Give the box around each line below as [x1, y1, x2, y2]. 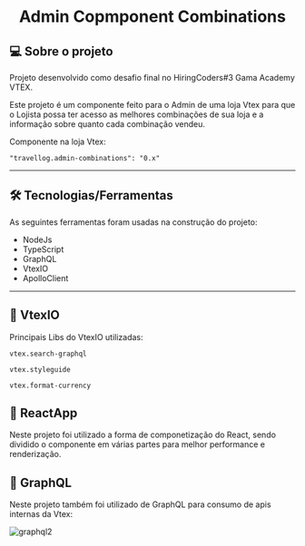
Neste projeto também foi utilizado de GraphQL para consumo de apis [9, 499, 271, 510]
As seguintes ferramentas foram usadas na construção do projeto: [9, 216, 258, 228]
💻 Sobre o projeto [9, 44, 113, 59]
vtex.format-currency [9, 381, 92, 390]
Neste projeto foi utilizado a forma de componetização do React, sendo [9, 429, 277, 441]
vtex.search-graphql [9, 349, 88, 358]
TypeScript [22, 243, 64, 255]
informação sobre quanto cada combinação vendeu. [9, 119, 206, 129]
